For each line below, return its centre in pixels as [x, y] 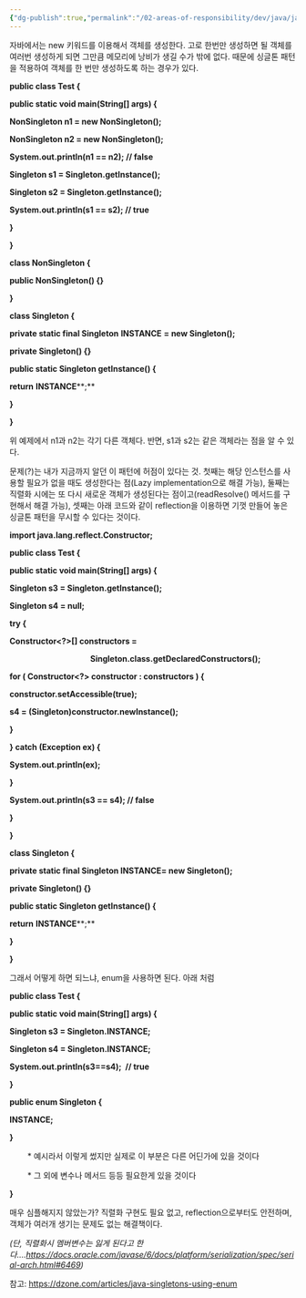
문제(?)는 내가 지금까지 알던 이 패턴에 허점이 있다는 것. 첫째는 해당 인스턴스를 [145, 471]
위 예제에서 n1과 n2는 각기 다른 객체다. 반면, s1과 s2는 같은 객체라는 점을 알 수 [147, 440]
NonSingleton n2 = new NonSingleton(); [87, 139]
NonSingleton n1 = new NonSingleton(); [86, 121]
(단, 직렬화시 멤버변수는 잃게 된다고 [72, 1243]
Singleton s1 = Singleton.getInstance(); [85, 174]
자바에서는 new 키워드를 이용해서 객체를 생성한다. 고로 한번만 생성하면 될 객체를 [151, 45]
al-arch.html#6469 [45, 1264]
